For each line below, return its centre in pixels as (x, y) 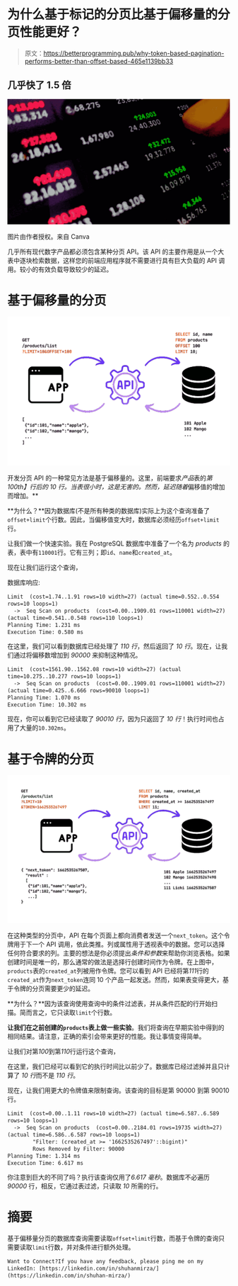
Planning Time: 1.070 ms (44, 698)
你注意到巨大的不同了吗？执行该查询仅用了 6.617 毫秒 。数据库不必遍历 (109, 1177)
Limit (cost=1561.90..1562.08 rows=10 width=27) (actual (94, 670)
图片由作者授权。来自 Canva (48, 237)
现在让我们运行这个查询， (44, 568)
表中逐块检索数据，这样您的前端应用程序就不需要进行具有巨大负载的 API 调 (116, 261)
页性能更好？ (45, 32)
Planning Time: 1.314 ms (44, 1156)
